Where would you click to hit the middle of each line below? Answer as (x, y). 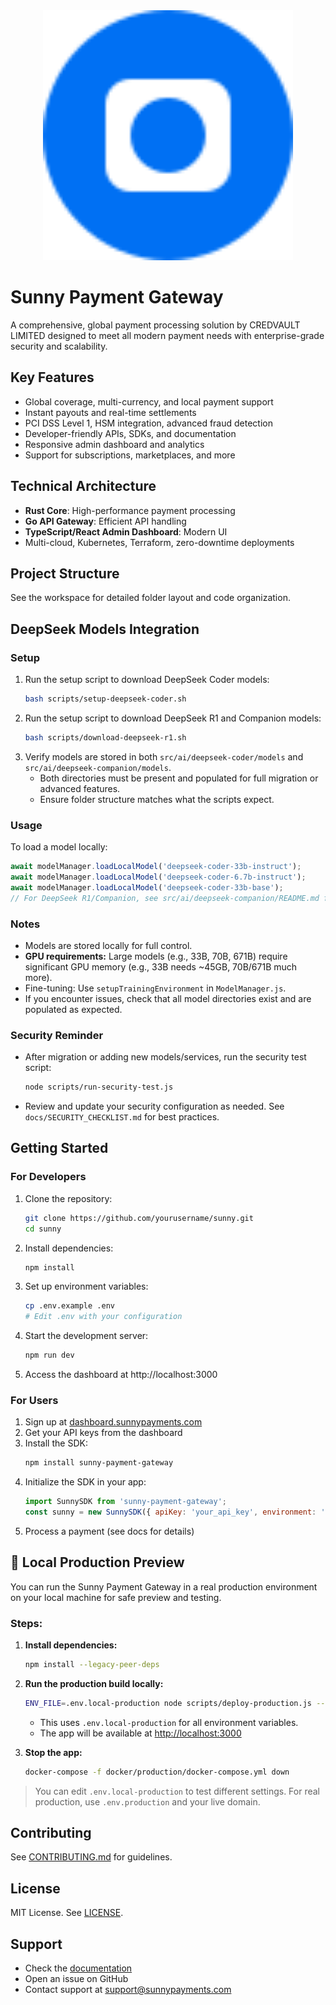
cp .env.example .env (69, 1306)
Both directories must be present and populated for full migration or (179, 778)
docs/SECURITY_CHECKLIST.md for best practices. (122, 1117)
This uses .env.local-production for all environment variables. (169, 1722)
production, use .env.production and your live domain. (147, 1801)
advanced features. (80, 788)
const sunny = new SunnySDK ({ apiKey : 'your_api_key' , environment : (170, 1512)
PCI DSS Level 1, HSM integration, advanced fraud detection (148, 423)
